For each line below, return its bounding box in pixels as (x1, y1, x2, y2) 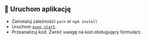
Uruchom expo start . (11, 23, 57, 29)
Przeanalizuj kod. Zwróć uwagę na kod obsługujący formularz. (11, 28, 142, 35)
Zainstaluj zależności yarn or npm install (11, 18, 98, 24)
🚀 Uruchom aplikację (4, 5, 71, 13)
